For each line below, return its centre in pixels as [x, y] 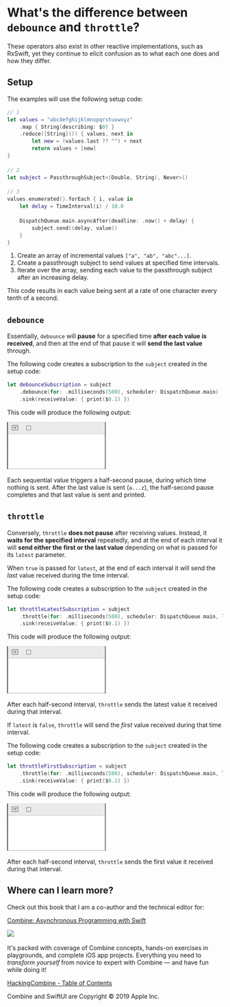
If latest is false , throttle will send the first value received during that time [114, 725]
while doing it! [27, 969]
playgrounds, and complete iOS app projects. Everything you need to [104, 955]
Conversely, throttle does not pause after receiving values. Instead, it [107, 532]
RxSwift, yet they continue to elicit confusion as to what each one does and [113, 54]
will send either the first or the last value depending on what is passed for [112, 547]
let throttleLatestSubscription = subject [68, 609]
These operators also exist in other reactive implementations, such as [105, 46]
